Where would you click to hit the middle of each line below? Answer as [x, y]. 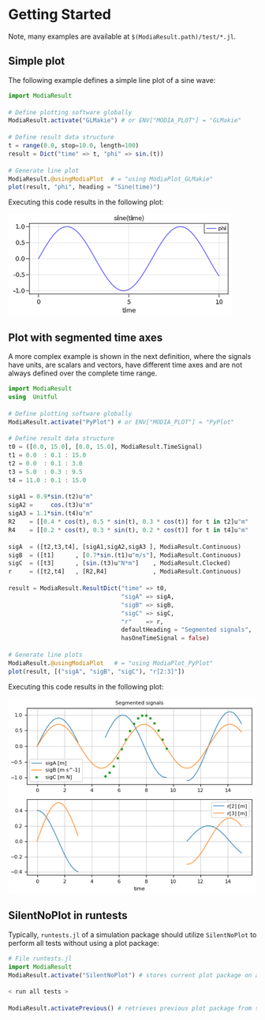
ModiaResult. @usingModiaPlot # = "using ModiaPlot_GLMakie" [111, 179]
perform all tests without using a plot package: [84, 943]
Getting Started [60, 15]
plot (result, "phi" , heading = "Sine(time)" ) [84, 187]
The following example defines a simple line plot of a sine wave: [112, 80]
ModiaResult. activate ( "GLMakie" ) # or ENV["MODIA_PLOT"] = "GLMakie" [125, 121]
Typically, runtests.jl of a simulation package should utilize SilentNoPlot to [132, 934]
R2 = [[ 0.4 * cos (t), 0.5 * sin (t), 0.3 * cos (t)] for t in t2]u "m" [129, 522]
